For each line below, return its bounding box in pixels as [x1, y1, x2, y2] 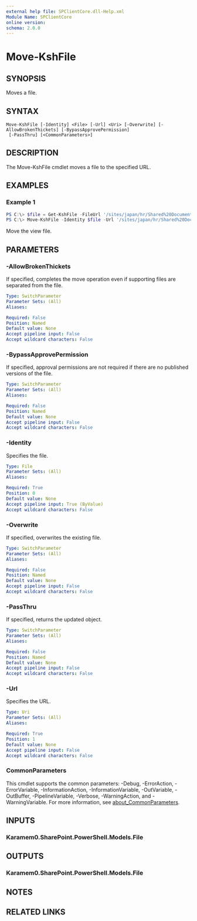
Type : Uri [6, 709, 30, 715]
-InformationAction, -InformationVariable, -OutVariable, [40, 786, 174, 793]
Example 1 [6, 198, 36, 206]
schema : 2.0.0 [6, 25, 41, 31]
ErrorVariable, [6, 786, 40, 793]
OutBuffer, [6, 792, 31, 799]
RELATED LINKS [6, 907, 66, 917]
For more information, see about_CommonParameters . [49, 798, 180, 805]
